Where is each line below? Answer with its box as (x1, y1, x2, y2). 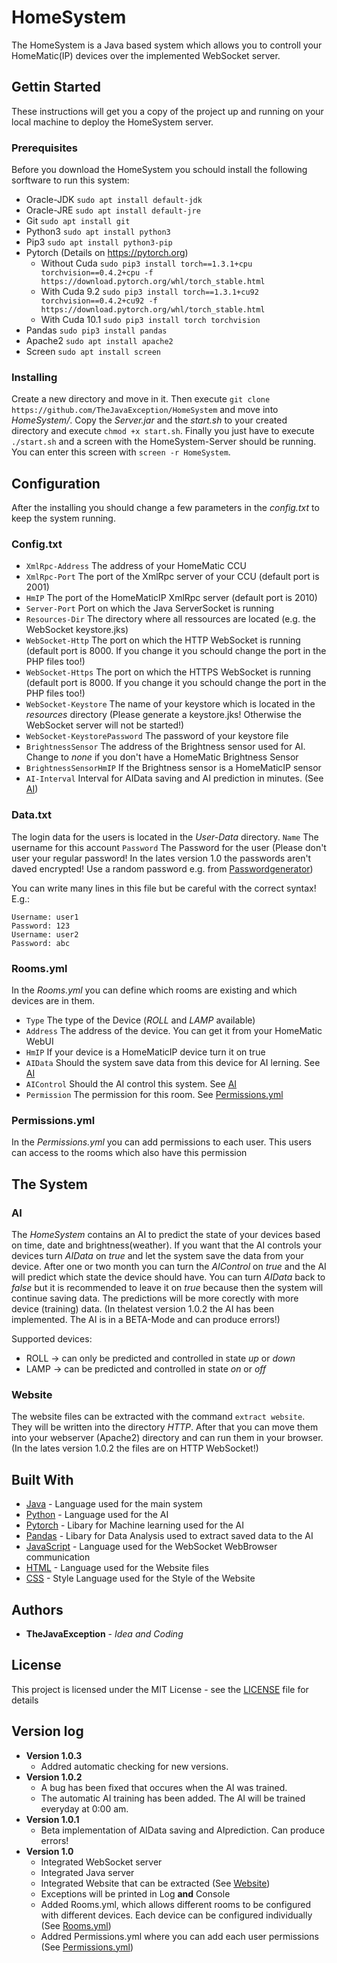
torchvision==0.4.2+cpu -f (40, 268, 154, 278)
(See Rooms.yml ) (40, 1919, 112, 1931)
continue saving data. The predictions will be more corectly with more (11, 1292, 299, 1305)
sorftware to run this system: (11, 174, 130, 186)
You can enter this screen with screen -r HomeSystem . (11, 446, 231, 458)
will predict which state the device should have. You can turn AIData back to (11, 1271, 326, 1283)
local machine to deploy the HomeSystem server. (11, 116, 214, 128)
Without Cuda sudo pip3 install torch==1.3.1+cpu (40, 257, 253, 270)
